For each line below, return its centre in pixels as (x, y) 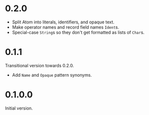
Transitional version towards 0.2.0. (40, 65)
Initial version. (19, 108)
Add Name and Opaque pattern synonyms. (52, 75)
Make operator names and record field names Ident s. (66, 27)
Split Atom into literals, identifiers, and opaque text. (63, 22)
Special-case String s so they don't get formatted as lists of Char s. (78, 32)
